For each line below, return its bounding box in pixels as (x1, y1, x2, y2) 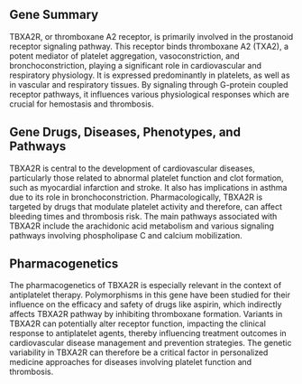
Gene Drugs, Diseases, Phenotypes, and (9, 125, 242, 140)
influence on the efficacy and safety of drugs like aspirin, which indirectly (9, 299, 282, 310)
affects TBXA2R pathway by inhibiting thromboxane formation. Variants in (9, 309, 283, 320)
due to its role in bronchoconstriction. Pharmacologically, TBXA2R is (9, 192, 263, 202)
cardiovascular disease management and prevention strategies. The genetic (9, 338, 292, 349)
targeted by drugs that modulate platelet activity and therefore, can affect (9, 201, 282, 211)
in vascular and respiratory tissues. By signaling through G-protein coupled (9, 79, 288, 89)
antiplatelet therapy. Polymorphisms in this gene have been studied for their (9, 289, 291, 301)
